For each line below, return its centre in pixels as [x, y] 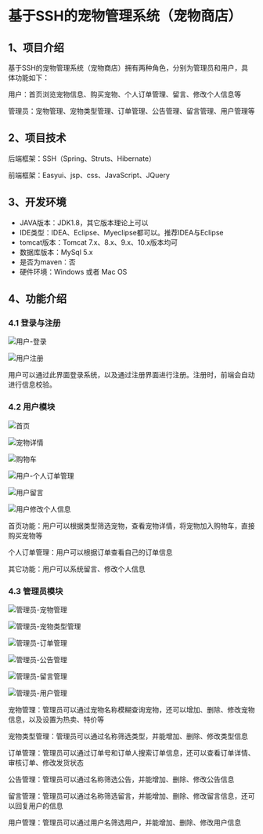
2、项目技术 [37, 138]
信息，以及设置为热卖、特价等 [56, 719]
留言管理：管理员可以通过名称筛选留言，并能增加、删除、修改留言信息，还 [128, 796]
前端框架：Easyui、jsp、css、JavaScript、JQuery [89, 175]
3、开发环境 [37, 202]
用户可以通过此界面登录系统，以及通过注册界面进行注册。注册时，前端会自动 [131, 375]
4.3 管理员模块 [36, 591]
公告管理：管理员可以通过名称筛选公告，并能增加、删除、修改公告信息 [121, 779]
